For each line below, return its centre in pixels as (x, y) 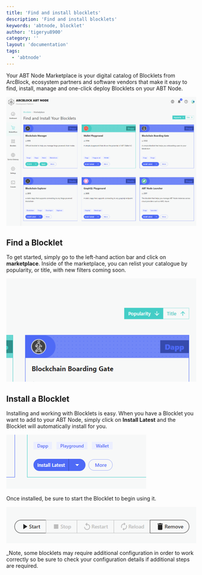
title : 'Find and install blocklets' (54, 13)
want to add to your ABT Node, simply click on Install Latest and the (91, 420)
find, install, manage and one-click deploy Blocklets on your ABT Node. (95, 88)
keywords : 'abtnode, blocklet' (46, 25)
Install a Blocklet (38, 399)
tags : (13, 51)
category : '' (23, 38)
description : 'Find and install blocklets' (62, 19)
